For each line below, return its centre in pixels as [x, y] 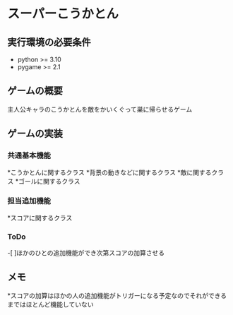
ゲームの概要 [35, 91]
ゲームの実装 [35, 134]
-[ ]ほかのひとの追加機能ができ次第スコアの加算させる [86, 253]
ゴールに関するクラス [49, 181]
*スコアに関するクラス [40, 218]
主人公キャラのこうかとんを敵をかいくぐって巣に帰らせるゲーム [100, 109]
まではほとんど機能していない [50, 304]
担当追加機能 [29, 201]
